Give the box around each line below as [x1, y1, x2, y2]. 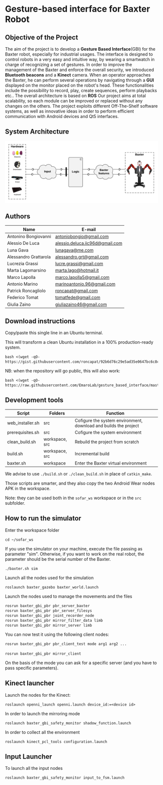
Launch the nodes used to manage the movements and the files [5, 593, 132, 599]
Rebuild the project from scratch [75, 439, 139, 445]
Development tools [5, 396, 64, 404]
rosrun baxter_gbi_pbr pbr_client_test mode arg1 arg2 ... [5, 641, 127, 647]
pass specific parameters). [5, 665, 59, 671]
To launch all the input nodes [5, 765, 63, 771]
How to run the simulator [5, 514, 81, 523]
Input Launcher [5, 752, 52, 761]
